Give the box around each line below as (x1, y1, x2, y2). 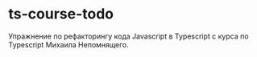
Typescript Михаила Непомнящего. (8, 39, 129, 49)
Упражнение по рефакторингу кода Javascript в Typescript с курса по (8, 31, 249, 41)
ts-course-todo (8, 5, 114, 23)
